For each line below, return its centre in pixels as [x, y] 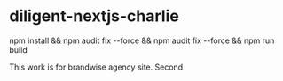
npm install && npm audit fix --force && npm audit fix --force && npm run [142, 40]
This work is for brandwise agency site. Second [96, 67]
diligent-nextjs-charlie [94, 16]
